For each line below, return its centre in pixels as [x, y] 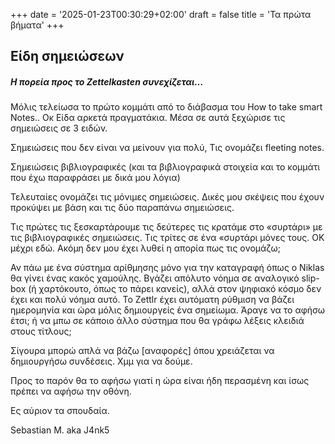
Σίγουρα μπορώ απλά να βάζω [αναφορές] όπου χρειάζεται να [142, 351]
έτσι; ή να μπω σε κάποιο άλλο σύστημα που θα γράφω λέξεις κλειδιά [157, 321]
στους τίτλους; [41, 331]
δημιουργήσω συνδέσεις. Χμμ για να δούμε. [101, 361]
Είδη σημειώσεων [67, 56]
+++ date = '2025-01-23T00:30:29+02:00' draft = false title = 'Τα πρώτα [161, 14]
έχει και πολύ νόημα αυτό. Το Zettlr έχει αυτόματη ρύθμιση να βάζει [152, 300]
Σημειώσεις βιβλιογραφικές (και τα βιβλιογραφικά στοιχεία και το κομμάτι [165, 167]
